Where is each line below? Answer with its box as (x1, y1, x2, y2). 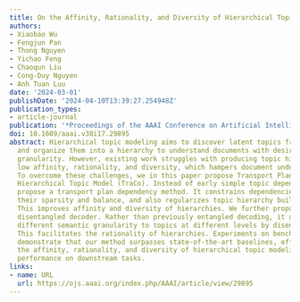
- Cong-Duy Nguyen (9, 71, 78, 80)
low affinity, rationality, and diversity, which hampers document (17, 163, 274, 172)
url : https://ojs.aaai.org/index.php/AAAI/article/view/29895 (17, 279, 254, 288)
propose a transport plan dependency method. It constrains (17, 188, 246, 197)
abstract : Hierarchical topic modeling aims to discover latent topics (9, 138, 281, 147)
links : (9, 263, 34, 272)
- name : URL (9, 271, 54, 280)
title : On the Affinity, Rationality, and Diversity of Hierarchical (9, 13, 274, 22)
